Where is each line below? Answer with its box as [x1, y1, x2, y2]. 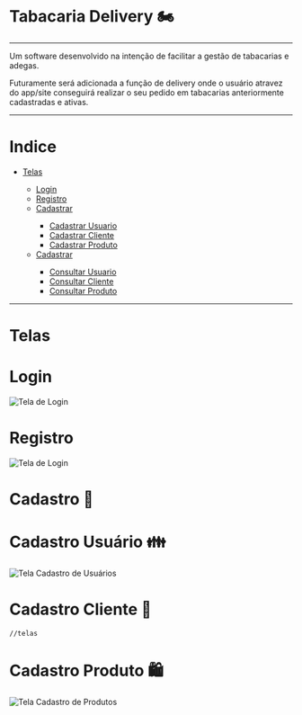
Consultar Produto [49, 285, 118, 296]
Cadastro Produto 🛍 [9, 661, 164, 681]
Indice [9, 137, 57, 157]
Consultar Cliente [49, 275, 114, 287]
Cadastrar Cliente [49, 229, 115, 240]
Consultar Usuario [49, 266, 117, 277]
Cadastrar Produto [49, 239, 119, 250]
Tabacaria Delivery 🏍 [9, 6, 175, 27]
